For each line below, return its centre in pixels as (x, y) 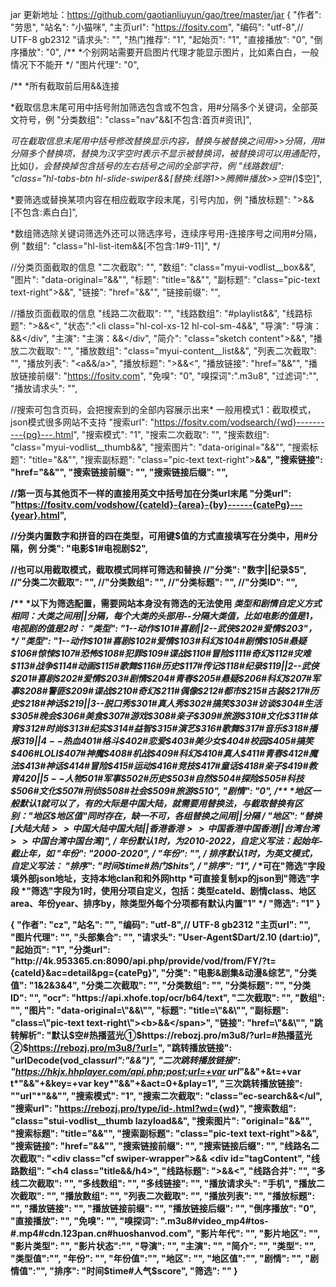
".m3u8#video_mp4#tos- (214, 1221)
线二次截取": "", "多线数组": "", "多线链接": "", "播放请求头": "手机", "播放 (163, 1183)
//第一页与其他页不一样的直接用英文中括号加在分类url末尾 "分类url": (151, 493)
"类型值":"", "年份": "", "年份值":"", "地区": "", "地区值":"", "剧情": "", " (160, 1258)
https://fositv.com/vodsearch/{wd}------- (239, 422)
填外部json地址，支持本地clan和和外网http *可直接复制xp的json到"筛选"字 (165, 878)
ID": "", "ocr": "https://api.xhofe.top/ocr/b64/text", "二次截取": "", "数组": (168, 997)
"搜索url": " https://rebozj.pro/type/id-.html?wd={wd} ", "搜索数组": (153, 1108)
